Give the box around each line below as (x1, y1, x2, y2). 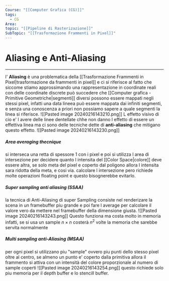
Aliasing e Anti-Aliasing (5, 52, 106, 64)
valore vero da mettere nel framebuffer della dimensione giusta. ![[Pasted (5, 207, 157, 214)
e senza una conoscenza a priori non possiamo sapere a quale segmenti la (5, 106, 160, 112)
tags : (5, 12, 17, 17)
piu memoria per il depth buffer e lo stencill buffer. (5, 270, 109, 276)
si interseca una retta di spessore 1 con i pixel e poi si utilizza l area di (5, 151, 149, 157)
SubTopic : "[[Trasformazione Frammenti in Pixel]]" (5, 31, 116, 36)
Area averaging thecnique (5, 139, 61, 145)
